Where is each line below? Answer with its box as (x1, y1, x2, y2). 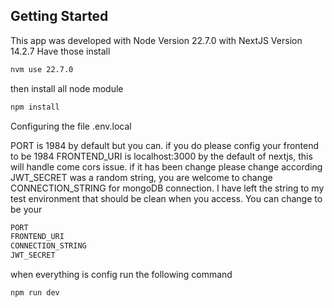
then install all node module (10, 82, 124, 94)
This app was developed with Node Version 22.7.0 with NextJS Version (10, 34, 303, 46)
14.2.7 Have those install (10, 45, 111, 57)
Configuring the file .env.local (10, 120, 132, 132)
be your (10, 203, 43, 215)
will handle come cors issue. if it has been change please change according (10, 160, 323, 173)
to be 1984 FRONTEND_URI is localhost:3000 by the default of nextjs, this (10, 150, 313, 162)
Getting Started (10, 8, 109, 25)
